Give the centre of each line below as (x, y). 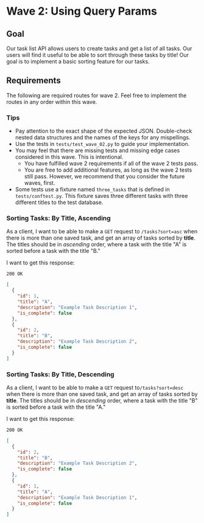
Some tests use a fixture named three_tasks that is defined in (92, 189)
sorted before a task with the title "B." (53, 251)
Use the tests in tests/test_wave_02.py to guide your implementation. (102, 144)
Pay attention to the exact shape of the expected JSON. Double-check (104, 131)
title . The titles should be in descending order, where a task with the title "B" (102, 400)
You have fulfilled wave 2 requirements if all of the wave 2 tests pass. (111, 164)
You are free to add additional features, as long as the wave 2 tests (108, 170)
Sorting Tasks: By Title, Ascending (58, 218)
